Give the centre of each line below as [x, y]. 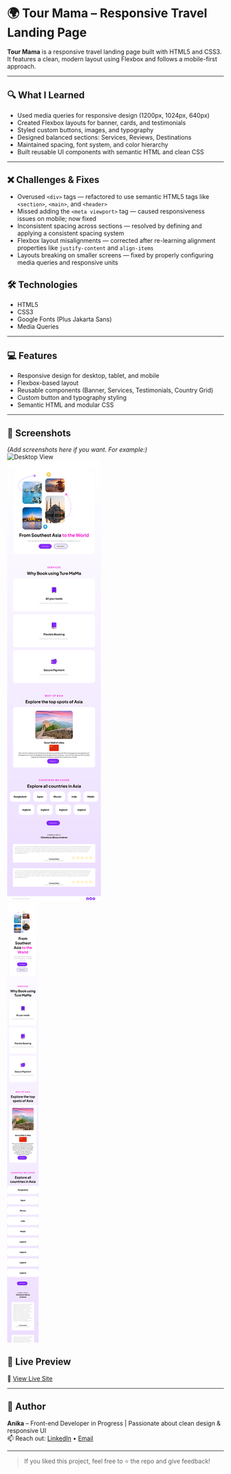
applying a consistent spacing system [71, 233]
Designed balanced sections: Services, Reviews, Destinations [104, 137]
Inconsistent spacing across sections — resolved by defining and [109, 226]
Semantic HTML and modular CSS [65, 405]
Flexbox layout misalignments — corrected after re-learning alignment [116, 240]
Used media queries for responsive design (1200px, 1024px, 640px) [113, 115]
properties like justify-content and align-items [85, 248]
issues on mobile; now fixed [57, 218]
